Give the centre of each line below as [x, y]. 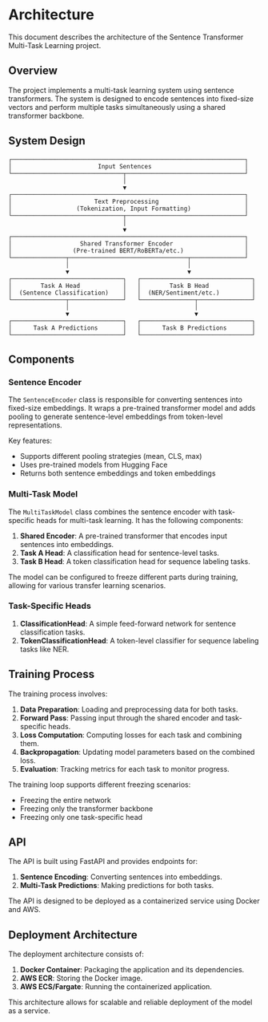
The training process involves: [58, 693]
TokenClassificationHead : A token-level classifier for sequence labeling [139, 640]
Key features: [30, 441]
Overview [33, 71]
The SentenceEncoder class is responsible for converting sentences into [125, 399]
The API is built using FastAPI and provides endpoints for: [103, 862]
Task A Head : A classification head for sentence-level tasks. [120, 553]
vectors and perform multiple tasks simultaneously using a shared [117, 107]
